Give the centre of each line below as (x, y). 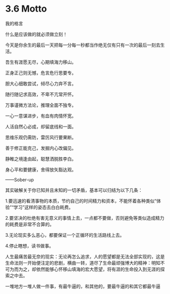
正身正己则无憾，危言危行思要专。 (41, 73)
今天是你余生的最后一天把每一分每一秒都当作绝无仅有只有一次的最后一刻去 (83, 45)
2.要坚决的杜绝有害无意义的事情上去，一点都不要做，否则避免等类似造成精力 (85, 218)
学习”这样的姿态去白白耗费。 (43, 207)
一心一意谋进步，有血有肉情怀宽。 (41, 116)
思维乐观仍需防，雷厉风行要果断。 (41, 137)
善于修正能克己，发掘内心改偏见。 (41, 148)
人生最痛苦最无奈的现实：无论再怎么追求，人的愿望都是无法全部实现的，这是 (85, 257)
